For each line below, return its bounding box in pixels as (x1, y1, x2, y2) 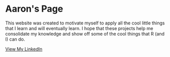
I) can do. (5, 36, 25, 42)
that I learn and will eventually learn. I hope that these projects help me (5, 25, 153, 31)
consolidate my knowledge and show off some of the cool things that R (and (5, 31, 165, 37)
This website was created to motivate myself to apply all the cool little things (5, 20, 165, 26)
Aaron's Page (5, 3, 63, 15)
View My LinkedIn (5, 46, 43, 52)
